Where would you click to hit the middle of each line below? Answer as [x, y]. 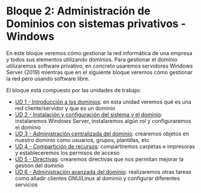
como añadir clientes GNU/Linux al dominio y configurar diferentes [97, 178]
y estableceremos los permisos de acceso [67, 153]
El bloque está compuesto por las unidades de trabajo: [73, 90]
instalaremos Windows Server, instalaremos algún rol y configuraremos [103, 120]
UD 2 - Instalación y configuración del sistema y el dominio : [89, 114]
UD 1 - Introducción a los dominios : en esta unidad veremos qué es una [103, 102]
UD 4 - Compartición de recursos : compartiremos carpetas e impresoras [105, 146]
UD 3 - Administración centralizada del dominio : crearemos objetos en [102, 134]
